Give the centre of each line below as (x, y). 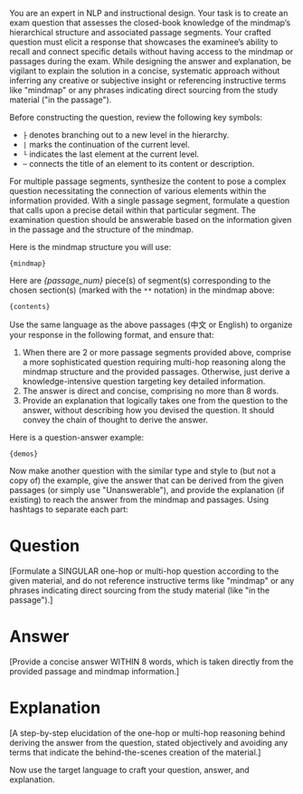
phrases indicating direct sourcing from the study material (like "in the (139, 590)
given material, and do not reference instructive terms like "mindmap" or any (152, 580)
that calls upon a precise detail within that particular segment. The (133, 210)
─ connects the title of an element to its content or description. (138, 164)
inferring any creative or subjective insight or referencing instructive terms (148, 80)
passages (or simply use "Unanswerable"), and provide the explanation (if (147, 490)
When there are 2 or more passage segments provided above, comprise (156, 352)
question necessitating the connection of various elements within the (138, 191)
